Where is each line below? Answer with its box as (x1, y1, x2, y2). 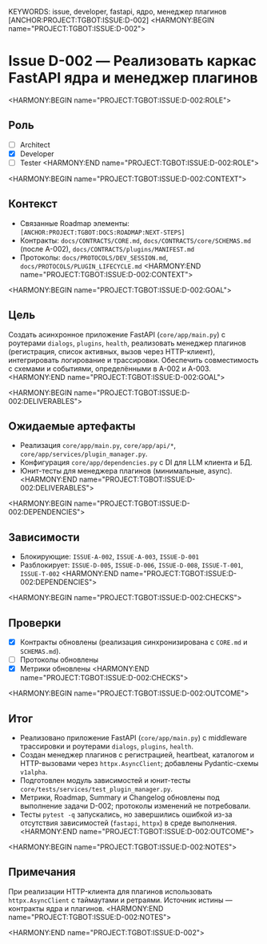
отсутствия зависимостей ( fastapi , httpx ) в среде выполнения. (19, 818, 237, 828)
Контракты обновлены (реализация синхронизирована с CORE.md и (19, 637, 248, 647)
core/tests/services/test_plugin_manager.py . (19, 785, 173, 793)
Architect (19, 139, 50, 149)
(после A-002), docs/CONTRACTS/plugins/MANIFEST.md (19, 244, 194, 253)
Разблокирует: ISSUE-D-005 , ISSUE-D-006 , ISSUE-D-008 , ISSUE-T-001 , (19, 560, 244, 570)
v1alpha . (19, 767, 48, 777)
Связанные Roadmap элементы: (19, 218, 130, 228)
